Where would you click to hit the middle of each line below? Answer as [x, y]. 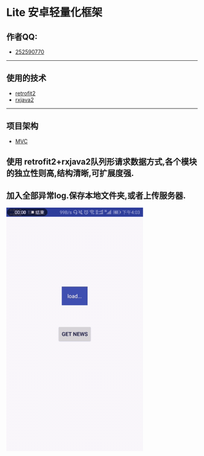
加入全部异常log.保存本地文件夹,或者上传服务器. [96, 196]
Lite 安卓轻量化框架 [54, 12]
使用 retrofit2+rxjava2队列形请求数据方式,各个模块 [102, 162]
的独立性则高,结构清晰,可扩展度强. [70, 173]
